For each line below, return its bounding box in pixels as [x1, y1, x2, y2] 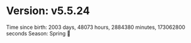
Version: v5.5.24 [6, 4, 90, 18]
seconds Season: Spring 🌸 [6, 29, 71, 37]
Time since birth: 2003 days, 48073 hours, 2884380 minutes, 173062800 [6, 24, 186, 31]
